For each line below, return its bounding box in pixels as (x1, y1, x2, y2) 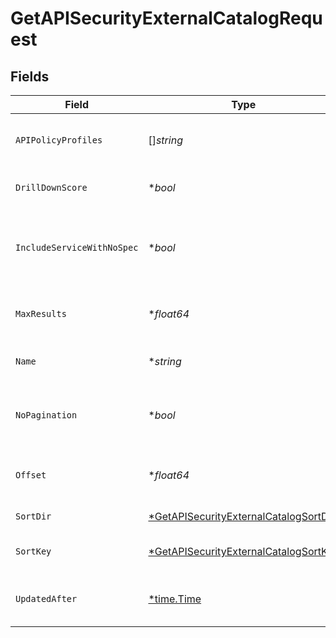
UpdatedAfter (15, 593, 78, 604)
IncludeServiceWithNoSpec (15, 242, 139, 253)
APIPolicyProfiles (15, 135, 103, 146)
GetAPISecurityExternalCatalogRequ (10, 7, 323, 30)
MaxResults (15, 308, 67, 319)
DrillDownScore (15, 182, 88, 193)
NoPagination (15, 410, 78, 421)
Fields (10, 68, 50, 85)
